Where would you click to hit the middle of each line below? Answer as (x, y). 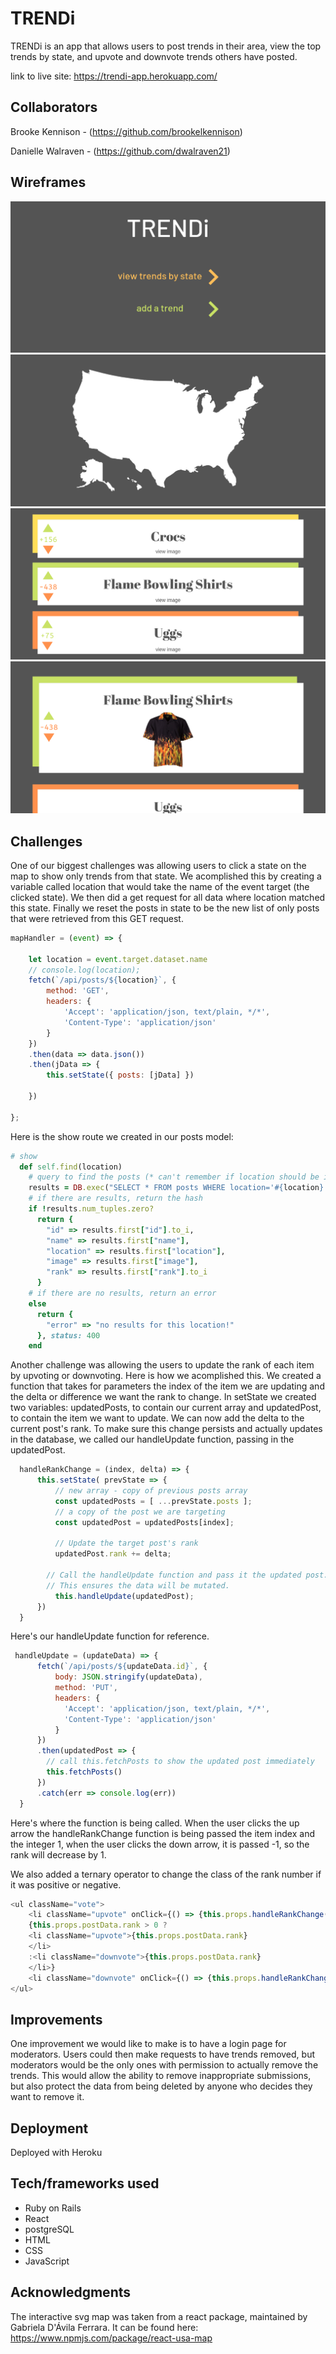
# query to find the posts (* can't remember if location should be (174, 1177)
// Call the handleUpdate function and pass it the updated (174, 1575)
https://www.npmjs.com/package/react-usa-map (111, 2338)
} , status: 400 (68, 1335)
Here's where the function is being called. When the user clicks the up (155, 1823)
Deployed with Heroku (56, 2153)
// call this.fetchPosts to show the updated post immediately (180, 1762)
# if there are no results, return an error (122, 1293)
